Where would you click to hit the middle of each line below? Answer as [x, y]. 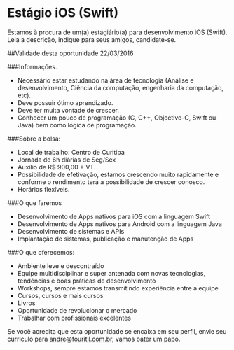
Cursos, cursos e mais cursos [60, 295]
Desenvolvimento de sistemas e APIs [71, 231]
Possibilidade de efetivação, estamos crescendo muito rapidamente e [118, 174]
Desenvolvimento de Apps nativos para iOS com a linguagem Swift [113, 216]
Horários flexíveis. [43, 189]
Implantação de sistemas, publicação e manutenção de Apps [105, 239]
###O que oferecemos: [41, 252]
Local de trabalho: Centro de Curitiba [71, 152]
